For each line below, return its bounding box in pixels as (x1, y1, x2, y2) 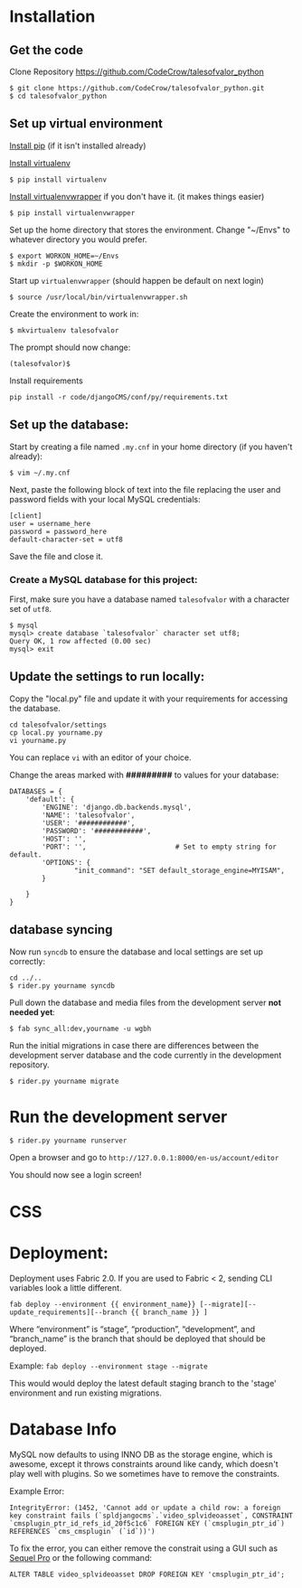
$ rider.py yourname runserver (9, 1136, 127, 1145)
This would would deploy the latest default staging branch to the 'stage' (9, 1377, 278, 1388)
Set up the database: (9, 418, 129, 433)
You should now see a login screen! (9, 1170, 142, 1180)
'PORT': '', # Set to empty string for (42, 842, 278, 851)
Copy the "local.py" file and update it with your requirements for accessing (9, 693, 288, 704)
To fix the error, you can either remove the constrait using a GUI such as (9, 1543, 278, 1554)
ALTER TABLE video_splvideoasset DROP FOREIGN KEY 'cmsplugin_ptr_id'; (9, 1570, 285, 1579)
